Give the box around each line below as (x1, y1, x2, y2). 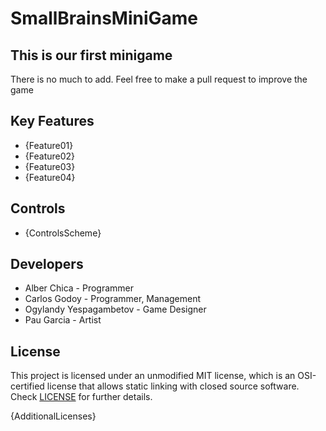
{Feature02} (24, 150, 76, 162)
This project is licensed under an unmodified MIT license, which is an (10, 370, 296, 382)
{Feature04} (24, 171, 76, 183)
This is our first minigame (10, 47, 173, 64)
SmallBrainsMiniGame (10, 7, 199, 30)
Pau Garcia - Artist (24, 314, 102, 326)
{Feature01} (24, 139, 74, 151)
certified (10, 380, 45, 392)
